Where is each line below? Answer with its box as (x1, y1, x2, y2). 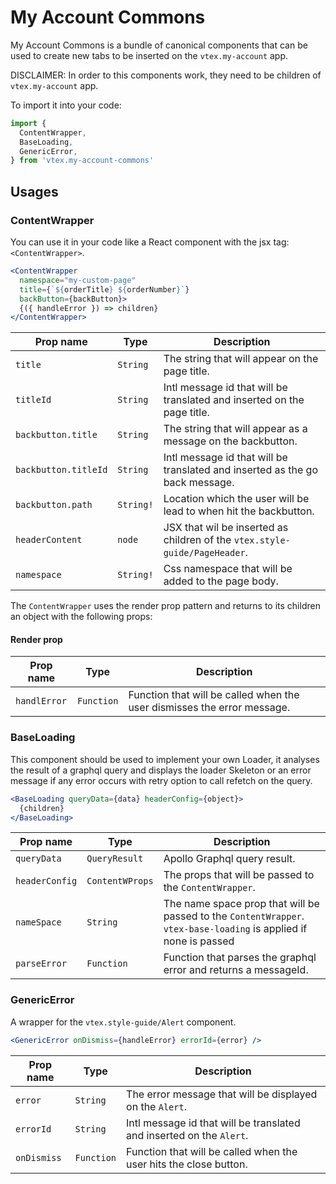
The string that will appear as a (163, 422, 308, 436)
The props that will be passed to (163, 868, 315, 882)
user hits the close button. (126, 1157, 248, 1171)
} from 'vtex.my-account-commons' (10, 156, 155, 166)
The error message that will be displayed (126, 1087, 318, 1101)
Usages (10, 183, 59, 200)
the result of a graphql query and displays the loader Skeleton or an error (10, 764, 312, 776)
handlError (15, 696, 67, 707)
